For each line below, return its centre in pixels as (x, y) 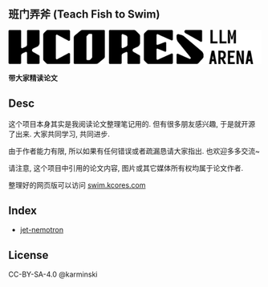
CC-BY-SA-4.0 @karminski (53, 274)
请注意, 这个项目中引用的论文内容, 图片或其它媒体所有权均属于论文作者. (126, 168)
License (28, 255)
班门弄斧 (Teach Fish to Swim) (84, 14)
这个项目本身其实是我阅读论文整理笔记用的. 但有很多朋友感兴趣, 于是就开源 (132, 123)
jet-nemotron (42, 230)
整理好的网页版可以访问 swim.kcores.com (77, 185)
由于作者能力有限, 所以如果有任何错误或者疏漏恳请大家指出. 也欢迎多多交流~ (134, 151)
